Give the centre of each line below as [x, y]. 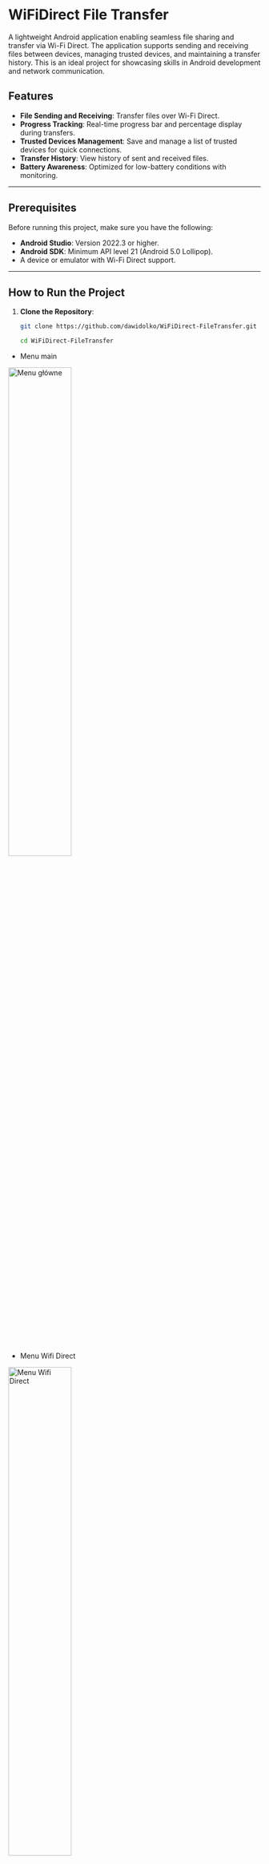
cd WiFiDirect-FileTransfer [66, 341]
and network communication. [57, 71]
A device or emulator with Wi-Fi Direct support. [98, 260]
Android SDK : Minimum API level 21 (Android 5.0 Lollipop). [116, 251]
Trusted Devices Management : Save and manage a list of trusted [128, 141]
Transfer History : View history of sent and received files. [114, 158]
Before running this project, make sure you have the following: [111, 227]
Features [31, 97]
